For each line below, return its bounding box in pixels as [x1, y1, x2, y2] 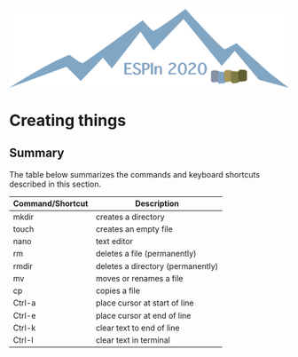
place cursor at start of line [96, 297, 194, 308]
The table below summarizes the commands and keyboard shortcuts [9, 169, 260, 179]
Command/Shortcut [12, 198, 89, 209]
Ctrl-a [12, 297, 36, 308]
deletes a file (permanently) [96, 249, 197, 259]
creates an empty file [96, 223, 173, 234]
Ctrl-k [12, 322, 36, 333]
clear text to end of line [96, 322, 180, 333]
